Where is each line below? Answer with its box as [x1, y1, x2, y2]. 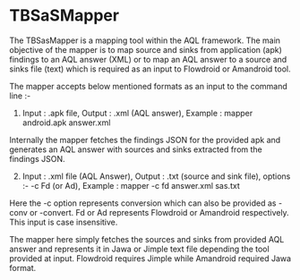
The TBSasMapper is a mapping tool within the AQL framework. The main [9, 35, 280, 46]
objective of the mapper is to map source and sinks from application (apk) [9, 44, 282, 55]
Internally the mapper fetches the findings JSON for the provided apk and [9, 134, 281, 145]
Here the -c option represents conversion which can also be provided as [9, 198, 277, 208]
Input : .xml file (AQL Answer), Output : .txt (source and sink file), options [21, 171, 291, 182]
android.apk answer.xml [21, 117, 111, 128]
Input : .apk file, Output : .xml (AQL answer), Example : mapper [21, 107, 253, 118]
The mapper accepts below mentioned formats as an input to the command [9, 81, 288, 91]
